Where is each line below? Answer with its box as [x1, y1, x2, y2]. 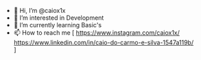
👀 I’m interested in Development [13, 14, 104, 22]
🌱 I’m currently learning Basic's [13, 21, 102, 29]
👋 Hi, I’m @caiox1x [13, 7, 66, 14]
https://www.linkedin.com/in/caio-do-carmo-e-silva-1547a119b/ [13, 38, 194, 46]
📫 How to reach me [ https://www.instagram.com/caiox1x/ [13, 29, 180, 37]
